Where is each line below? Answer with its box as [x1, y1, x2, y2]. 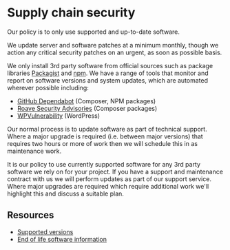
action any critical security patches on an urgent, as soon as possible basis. [7, 48, 222, 56]
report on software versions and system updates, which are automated [7, 76, 209, 84]
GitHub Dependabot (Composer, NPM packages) [17, 96, 156, 105]
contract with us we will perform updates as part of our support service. [7, 174, 212, 183]
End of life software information [17, 235, 107, 243]
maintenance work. [7, 147, 62, 155]
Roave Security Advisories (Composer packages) [17, 104, 158, 112]
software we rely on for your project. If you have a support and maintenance [7, 167, 224, 176]
